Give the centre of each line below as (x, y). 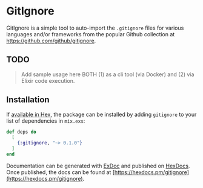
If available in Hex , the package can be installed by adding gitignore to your (101, 114)
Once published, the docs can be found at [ (61, 172)
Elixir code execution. (48, 80)
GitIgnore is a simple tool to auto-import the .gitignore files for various (95, 28)
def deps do (21, 132)
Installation (28, 100)
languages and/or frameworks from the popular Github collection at (91, 34)
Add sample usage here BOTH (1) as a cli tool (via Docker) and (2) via (108, 74)
